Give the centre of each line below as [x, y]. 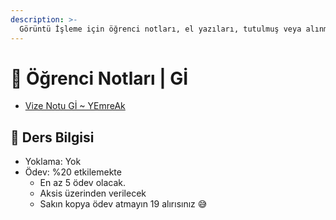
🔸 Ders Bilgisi [52, 137]
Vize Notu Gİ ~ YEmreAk [75, 106]
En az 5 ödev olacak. [83, 183]
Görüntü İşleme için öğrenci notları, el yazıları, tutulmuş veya [160, 29]
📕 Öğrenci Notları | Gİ [99, 78]
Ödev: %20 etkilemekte [73, 172]
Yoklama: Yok [53, 162]
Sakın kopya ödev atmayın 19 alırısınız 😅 [123, 204]
